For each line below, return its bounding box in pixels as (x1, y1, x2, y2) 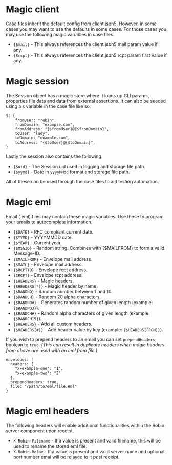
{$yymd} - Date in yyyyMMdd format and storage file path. (13, 169, 130, 175)
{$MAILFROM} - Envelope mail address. (13, 255, 93, 262)
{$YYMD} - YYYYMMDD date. (13, 234, 73, 240)
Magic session (6, 76, 69, 87)
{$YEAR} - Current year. (13, 239, 62, 246)
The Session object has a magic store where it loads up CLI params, (6, 92, 149, 98)
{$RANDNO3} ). (13, 305, 40, 311)
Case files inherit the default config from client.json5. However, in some (6, 20, 157, 27)
